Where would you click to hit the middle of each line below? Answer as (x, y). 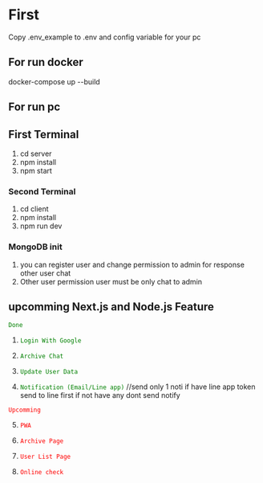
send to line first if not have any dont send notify (100, 395)
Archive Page (42, 441)
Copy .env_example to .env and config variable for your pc (105, 37)
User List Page (45, 457)
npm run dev (41, 226)
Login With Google (51, 341)
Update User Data (49, 372)
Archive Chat (42, 356)
